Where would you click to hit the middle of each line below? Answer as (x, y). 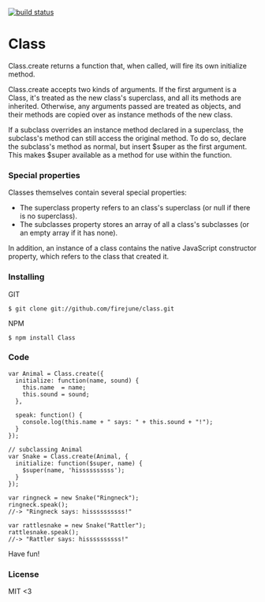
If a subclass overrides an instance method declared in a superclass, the (126, 129)
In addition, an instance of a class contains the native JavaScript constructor (132, 248)
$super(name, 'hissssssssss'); (74, 470)
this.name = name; (54, 387)
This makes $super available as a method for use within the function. (120, 154)
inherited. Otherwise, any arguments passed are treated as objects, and (125, 106)
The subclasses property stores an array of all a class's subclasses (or (134, 225)
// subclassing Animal (45, 449)
